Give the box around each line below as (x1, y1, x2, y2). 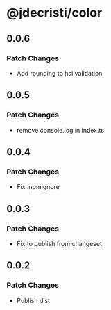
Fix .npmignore (16, 183, 60, 191)
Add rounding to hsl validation (16, 69, 103, 77)
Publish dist (16, 296, 50, 304)
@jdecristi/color (6, 5, 103, 21)
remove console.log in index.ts (16, 126, 105, 134)
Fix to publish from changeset (16, 239, 102, 247)
